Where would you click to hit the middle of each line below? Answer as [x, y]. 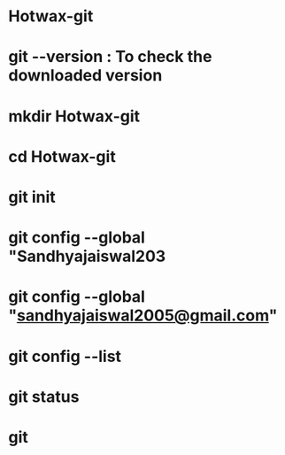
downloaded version [85, 76]
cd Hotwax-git [62, 156]
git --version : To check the [110, 57]
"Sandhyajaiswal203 [87, 256]
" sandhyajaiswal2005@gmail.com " [143, 316]
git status [44, 397]
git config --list [65, 356]
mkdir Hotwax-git [74, 116]
